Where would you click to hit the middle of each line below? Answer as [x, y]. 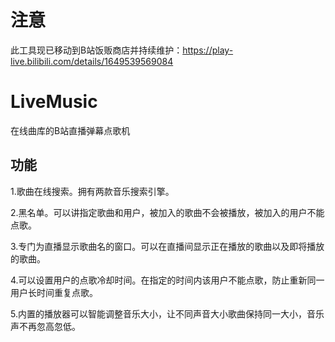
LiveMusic [54, 102]
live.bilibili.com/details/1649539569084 [92, 61]
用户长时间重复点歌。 [54, 292]
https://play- [208, 50]
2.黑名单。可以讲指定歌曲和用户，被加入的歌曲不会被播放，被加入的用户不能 [167, 212]
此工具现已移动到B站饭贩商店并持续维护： [96, 50]
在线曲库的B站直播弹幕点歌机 [70, 130]
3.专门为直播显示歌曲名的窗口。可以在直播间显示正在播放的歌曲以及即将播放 [167, 246]
